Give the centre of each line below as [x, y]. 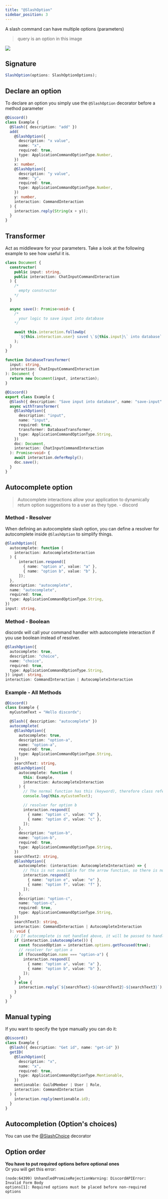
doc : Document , [30, 444]
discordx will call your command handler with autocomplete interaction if [80, 632]
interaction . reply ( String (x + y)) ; [51, 211]
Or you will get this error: [31, 1169]
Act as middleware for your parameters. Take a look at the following [75, 248]
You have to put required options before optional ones [62, 1164]
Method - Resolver [28, 518]
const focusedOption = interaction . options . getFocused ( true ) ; [84, 945]
